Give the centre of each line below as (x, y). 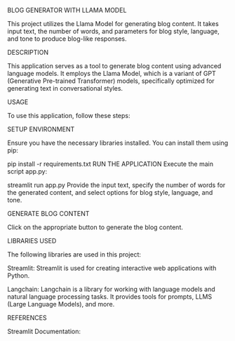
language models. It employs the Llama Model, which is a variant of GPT (112, 73)
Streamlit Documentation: (44, 331)
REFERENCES (27, 318)
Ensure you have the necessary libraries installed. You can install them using (118, 143)
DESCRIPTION (28, 52)
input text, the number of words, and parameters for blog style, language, (113, 31)
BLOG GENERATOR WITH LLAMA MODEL (67, 10)
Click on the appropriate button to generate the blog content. (95, 227)
